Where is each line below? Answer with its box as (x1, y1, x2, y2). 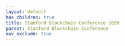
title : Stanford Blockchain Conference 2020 (5, 20, 120, 26)
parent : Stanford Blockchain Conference (5, 25, 109, 32)
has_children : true (5, 14, 55, 20)
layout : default (5, 8, 46, 15)
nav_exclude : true (5, 31, 52, 37)
